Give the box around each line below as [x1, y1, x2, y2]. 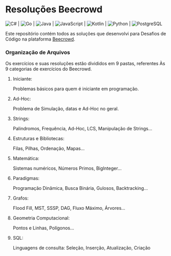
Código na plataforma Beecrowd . [5, 36, 75, 42]
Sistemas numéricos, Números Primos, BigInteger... [12, 165, 122, 171]
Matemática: [12, 155, 40, 162]
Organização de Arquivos [5, 49, 70, 56]
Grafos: [12, 195, 29, 201]
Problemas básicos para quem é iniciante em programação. [12, 86, 139, 92]
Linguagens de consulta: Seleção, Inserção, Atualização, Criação [12, 245, 150, 251]
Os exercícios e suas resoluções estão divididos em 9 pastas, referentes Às [5, 61, 165, 67]
